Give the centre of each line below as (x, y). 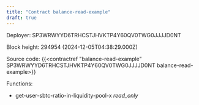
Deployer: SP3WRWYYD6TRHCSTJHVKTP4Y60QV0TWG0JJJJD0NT (94, 35)
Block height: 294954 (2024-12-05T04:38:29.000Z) (72, 47)
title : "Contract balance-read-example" (59, 12)
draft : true (21, 18)
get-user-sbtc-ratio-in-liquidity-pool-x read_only (77, 95)
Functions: (20, 84)
